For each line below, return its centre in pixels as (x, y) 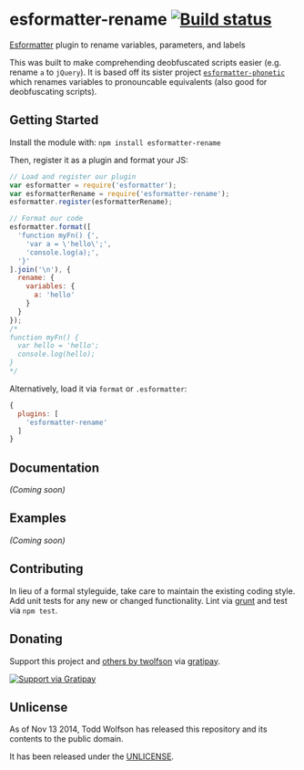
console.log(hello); (56, 354)
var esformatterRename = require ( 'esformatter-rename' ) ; (120, 193)
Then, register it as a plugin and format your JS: (99, 160)
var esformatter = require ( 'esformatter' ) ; (93, 185)
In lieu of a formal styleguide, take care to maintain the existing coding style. (152, 591)
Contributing (46, 569)
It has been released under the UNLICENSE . (92, 756)
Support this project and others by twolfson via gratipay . (115, 661)
